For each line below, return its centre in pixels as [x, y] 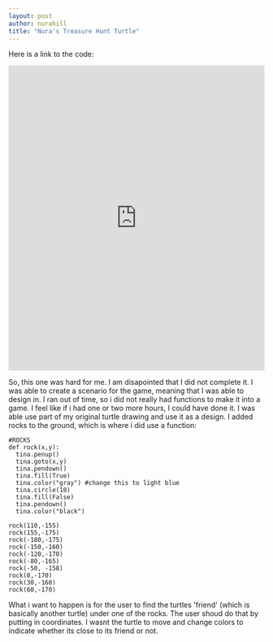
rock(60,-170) [32, 590]
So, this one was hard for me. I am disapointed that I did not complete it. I [131, 382]
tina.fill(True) [43, 476]
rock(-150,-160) [36, 547]
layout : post [30, 16]
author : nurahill [38, 24]
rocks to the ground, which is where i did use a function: [103, 426]
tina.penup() [38, 455]
